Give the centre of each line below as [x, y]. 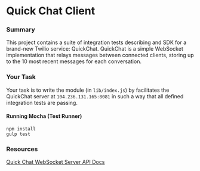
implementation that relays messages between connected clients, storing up [100, 55]
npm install [21, 129]
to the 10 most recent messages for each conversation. [74, 61]
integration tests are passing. [42, 102]
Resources [22, 149]
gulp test [19, 134]
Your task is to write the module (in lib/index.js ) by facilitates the [88, 90]
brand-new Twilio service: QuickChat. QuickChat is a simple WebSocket [95, 49]
